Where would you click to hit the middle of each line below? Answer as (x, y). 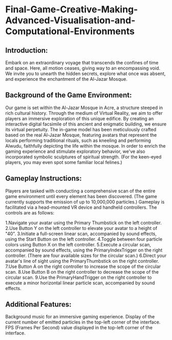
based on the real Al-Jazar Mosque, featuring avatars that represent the (81, 135)
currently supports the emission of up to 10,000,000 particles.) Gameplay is (85, 202)
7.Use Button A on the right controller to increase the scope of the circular (83, 266)
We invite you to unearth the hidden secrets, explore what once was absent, (85, 74)
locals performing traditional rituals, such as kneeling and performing (78, 140)
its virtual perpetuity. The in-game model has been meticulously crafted (81, 129)
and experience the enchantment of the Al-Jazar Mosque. (67, 79)
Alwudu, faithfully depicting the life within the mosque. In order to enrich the (85, 146)
